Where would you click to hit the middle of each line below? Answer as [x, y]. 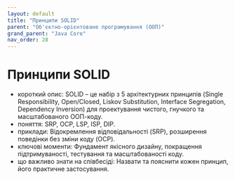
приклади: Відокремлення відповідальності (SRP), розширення [112, 131]
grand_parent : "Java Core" [47, 33]
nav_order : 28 [28, 40]
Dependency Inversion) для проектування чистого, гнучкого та [111, 109]
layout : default [31, 14]
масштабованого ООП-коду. [60, 117]
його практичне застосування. [63, 169]
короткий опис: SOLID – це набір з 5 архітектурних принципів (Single [120, 94]
